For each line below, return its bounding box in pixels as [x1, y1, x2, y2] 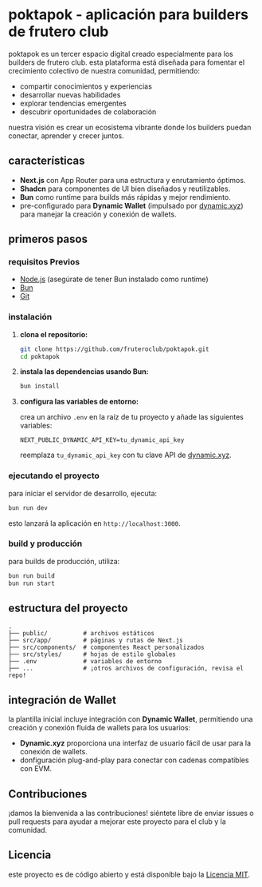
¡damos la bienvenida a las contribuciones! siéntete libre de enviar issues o [8, 809, 254, 818]
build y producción [8, 538, 83, 549]
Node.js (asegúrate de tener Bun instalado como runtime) [19, 274, 209, 284]
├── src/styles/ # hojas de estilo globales [8, 650, 177, 658]
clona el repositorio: [19, 329, 88, 339]
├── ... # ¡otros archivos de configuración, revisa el [8, 665, 244, 673]
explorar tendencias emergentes [19, 98, 127, 108]
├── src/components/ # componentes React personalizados [8, 643, 205, 652]
